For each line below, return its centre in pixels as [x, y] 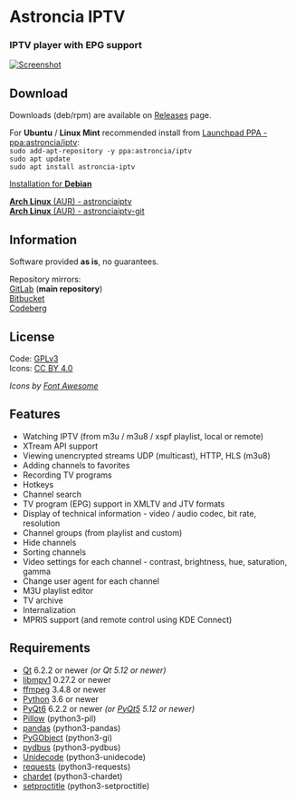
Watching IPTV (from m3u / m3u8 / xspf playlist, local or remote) [143, 436]
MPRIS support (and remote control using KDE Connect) [127, 619]
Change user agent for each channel [91, 581]
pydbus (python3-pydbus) [72, 747]
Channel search [52, 494]
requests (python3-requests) [76, 766]
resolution [41, 523]
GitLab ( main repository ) [56, 289]
